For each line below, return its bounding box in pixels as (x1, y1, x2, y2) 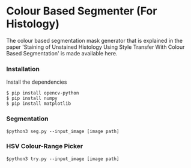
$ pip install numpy (6, 95, 58, 102)
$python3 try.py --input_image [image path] (6, 155, 120, 162)
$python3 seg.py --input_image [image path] (6, 128, 120, 134)
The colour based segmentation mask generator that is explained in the (6, 37, 183, 44)
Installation (6, 64, 40, 73)
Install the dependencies (6, 78, 67, 86)
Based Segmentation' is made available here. (6, 49, 118, 57)
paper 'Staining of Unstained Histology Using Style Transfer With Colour (6, 43, 185, 51)
